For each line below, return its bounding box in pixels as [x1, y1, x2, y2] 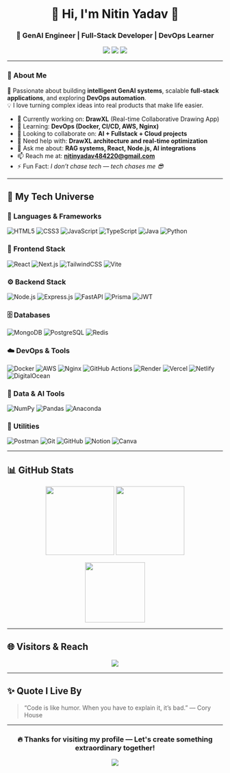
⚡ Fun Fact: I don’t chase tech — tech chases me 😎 [16, 161, 164, 170]
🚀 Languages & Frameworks [7, 212, 102, 221]
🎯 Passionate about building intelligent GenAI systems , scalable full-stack [7, 86, 219, 95]
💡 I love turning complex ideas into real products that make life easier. [7, 101, 204, 109]
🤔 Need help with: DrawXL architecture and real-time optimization [16, 137, 208, 145]
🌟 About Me [7, 71, 47, 80]
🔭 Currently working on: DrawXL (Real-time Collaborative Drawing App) [16, 115, 220, 123]
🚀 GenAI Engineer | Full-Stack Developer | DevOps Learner [16, 31, 214, 41]
